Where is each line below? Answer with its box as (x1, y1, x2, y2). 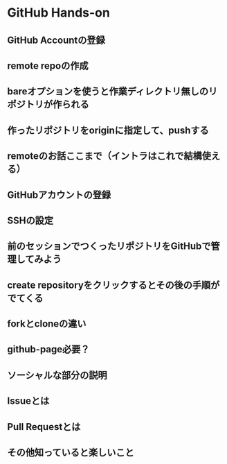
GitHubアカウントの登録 (7, 189, 111, 200)
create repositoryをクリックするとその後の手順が (7, 279, 220, 291)
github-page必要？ (7, 343, 90, 355)
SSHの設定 (7, 214, 54, 226)
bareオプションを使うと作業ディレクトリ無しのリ (7, 85, 218, 98)
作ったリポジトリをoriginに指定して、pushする (7, 124, 209, 136)
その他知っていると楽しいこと (7, 447, 134, 458)
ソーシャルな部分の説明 (7, 369, 107, 381)
